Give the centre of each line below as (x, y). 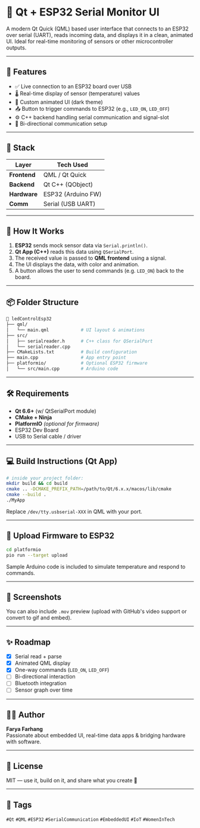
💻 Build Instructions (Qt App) (62, 461)
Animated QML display (43, 663)
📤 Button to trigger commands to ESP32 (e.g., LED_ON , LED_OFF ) (92, 108)
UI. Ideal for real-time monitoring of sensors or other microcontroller (90, 41)
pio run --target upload (37, 555)
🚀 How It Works (35, 231)
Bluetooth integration (40, 683)
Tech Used (72, 164)
